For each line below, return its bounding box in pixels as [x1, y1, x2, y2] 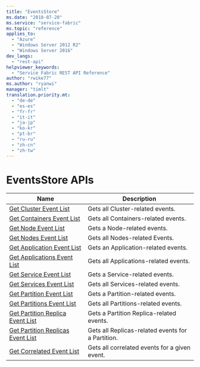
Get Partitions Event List [9, 300, 76, 308]
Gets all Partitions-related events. [87, 300, 182, 308]
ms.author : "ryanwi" [6, 81, 58, 87]
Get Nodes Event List [9, 234, 68, 242]
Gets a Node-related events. [87, 224, 168, 233]
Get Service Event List [9, 270, 71, 279]
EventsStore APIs [6, 173, 94, 187]
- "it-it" [11, 114, 36, 120]
